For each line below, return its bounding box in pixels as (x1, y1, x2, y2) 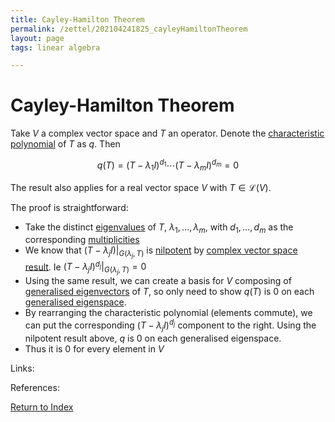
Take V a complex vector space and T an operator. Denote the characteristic (10, 127, 325, 140)
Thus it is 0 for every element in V (24, 342, 165, 355)
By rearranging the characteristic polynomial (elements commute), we (24, 307, 313, 319)
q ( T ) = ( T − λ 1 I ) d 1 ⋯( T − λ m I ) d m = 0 (96, 157, 240, 173)
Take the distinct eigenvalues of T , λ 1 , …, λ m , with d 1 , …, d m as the (24, 221, 294, 235)
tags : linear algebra (10, 42, 101, 53)
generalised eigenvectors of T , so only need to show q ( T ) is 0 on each (24, 286, 315, 298)
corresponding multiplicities (24, 234, 140, 246)
